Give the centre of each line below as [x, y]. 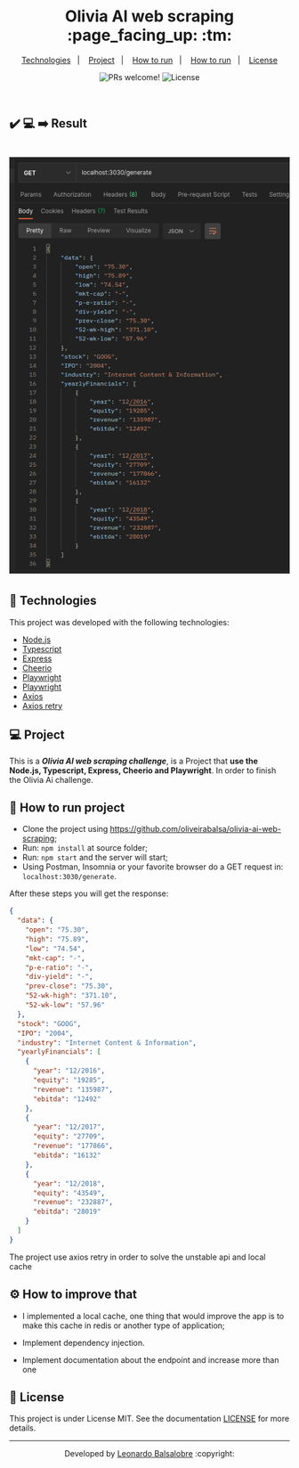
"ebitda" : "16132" [67, 1155]
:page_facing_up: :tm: [149, 35]
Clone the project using [65, 829]
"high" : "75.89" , [57, 939]
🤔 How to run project [67, 807]
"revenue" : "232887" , [73, 1203]
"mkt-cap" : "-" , [56, 958]
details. [23, 1428]
